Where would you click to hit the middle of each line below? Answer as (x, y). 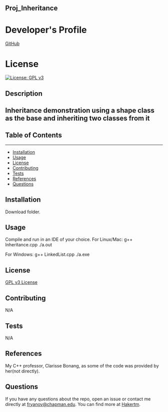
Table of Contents (34, 135)
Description (24, 93)
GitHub (12, 44)
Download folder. (23, 212)
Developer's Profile (46, 30)
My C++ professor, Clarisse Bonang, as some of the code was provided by (82, 365)
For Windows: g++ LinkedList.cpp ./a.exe (47, 254)
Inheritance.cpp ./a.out (29, 245)
